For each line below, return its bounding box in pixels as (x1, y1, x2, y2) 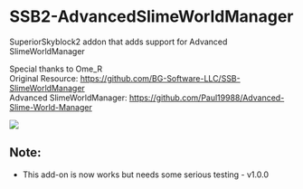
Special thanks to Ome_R (9, 63, 103, 74)
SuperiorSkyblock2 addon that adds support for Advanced (9, 36, 228, 47)
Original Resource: (9, 72, 79, 83)
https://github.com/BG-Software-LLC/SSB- (80, 72, 241, 83)
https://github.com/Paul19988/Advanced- (128, 92, 285, 103)
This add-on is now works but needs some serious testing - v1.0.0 (22, 169, 270, 180)
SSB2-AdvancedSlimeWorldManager (9, 6, 294, 27)
